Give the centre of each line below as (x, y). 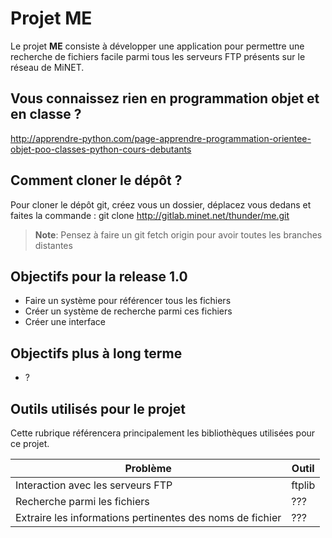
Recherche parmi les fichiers (82, 501)
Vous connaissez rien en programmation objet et (165, 98)
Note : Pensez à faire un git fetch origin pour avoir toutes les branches (178, 234)
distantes (53, 245)
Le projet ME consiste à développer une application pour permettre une (157, 46)
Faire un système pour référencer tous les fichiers (128, 301)
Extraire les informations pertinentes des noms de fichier (148, 517)
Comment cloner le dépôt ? (96, 180)
